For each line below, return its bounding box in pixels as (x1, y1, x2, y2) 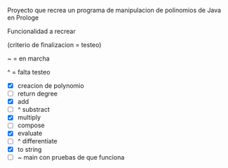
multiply (17, 113, 41, 122)
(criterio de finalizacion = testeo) (7, 41, 102, 49)
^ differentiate (17, 137, 58, 146)
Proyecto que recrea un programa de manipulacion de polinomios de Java (7, 6, 222, 14)
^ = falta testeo (7, 68, 51, 76)
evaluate (17, 129, 43, 138)
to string (17, 145, 42, 153)
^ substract (17, 105, 51, 114)
